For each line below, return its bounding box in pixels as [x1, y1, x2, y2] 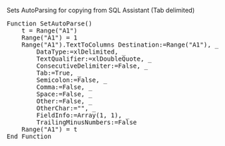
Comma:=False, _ [36, 83, 92, 91]
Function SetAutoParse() [6, 20, 92, 28]
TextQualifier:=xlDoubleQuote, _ [36, 55, 152, 63]
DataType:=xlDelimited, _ [36, 48, 126, 56]
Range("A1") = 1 [21, 34, 78, 42]
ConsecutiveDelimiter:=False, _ [36, 62, 149, 70]
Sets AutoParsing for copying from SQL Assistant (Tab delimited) [6, 6, 195, 14]
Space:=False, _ [36, 90, 92, 98]
